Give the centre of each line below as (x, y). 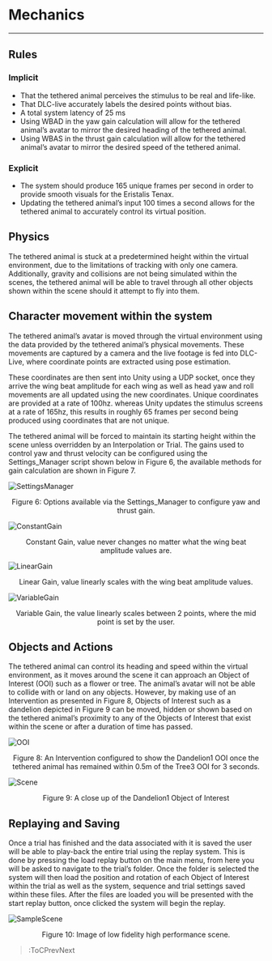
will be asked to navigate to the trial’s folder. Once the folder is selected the (134, 869)
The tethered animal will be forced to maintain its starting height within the (132, 436)
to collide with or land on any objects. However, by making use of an (122, 692)
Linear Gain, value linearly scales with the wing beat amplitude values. (136, 581)
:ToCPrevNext (51, 950)
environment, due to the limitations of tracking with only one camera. (123, 265)
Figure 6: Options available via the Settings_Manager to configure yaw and (136, 502)
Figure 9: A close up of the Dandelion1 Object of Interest (136, 798)
